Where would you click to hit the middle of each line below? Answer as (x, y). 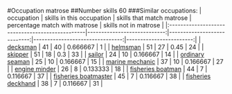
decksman (22, 47)
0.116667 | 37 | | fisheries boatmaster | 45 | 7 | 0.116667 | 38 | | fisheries (109, 76)
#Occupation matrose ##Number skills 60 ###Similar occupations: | (105, 11)
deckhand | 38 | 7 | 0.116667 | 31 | (55, 83)
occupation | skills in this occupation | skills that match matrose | (99, 18)
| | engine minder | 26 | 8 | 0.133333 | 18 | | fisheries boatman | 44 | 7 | (107, 69)
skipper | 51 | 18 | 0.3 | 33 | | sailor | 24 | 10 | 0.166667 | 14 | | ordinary (106, 54)
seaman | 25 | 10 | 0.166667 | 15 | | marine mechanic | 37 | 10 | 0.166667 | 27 (115, 61)
